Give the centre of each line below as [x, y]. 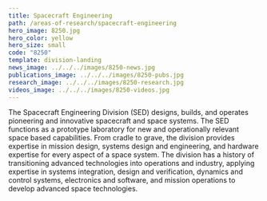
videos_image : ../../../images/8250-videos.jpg [89, 90]
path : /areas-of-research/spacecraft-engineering [93, 23]
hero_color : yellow [41, 38]
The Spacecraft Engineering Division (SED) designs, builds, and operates [129, 112]
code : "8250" [30, 53]
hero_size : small [37, 45]
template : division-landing [55, 61]
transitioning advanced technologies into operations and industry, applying [132, 164]
